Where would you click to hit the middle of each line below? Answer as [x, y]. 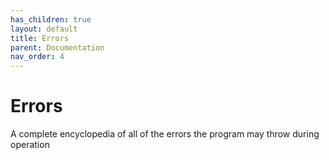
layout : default [44, 29]
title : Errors [40, 38]
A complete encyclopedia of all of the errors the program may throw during [165, 134]
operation [30, 145]
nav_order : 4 [37, 57]
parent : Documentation [57, 47]
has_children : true [51, 19]
